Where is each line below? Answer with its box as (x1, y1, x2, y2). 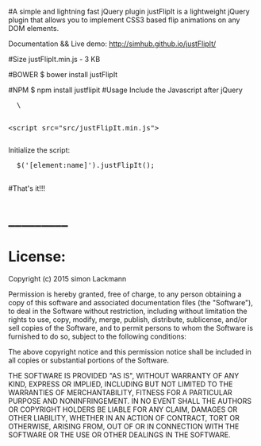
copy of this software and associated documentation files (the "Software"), (8, 298, 254, 308)
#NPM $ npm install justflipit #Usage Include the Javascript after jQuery (8, 85, 244, 95)
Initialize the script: (8, 145, 70, 154)
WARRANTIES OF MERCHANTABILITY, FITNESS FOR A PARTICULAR (8, 388, 232, 398)
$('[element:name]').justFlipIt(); (16, 161, 155, 169)
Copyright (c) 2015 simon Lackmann (8, 274, 127, 284)
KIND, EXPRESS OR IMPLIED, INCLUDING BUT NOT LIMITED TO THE (8, 379, 233, 389)
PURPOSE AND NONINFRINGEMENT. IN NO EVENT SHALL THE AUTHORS (8, 397, 252, 406)
